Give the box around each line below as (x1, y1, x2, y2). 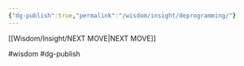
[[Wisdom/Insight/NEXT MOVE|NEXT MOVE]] (8, 33, 157, 43)
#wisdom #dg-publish (8, 49, 81, 58)
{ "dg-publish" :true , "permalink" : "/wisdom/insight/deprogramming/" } (8, 11, 237, 20)
